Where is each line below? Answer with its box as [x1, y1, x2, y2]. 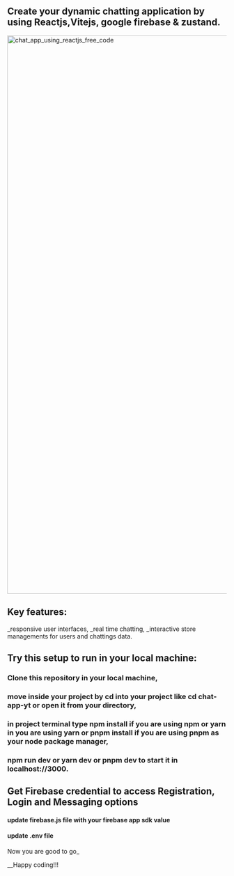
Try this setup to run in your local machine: [7, 652, 197, 664]
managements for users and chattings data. [7, 632, 132, 640]
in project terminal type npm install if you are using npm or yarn [7, 719, 226, 728]
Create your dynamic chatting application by [7, 6, 205, 17]
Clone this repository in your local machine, [7, 673, 158, 682]
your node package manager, [7, 736, 109, 746]
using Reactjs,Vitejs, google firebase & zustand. [7, 17, 221, 29]
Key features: [7, 606, 68, 618]
